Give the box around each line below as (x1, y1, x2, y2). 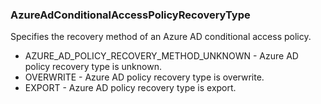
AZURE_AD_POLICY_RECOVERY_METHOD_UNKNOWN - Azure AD (24, 50, 299, 62)
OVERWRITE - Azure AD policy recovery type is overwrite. (24, 71, 265, 83)
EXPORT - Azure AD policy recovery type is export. (24, 82, 237, 94)
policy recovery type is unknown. (24, 61, 162, 73)
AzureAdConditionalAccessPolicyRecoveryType (10, 8, 251, 22)
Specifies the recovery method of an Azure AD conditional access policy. (10, 31, 312, 43)
